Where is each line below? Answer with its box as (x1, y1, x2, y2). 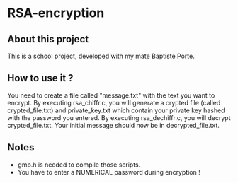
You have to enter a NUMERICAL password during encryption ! (17, 167, 200, 176)
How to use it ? (7, 72, 74, 84)
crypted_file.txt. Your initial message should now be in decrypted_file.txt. (7, 121, 220, 129)
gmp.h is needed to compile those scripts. (17, 160, 141, 169)
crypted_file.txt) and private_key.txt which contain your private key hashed (7, 106, 225, 114)
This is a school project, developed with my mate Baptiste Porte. (7, 52, 195, 60)
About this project (7, 33, 89, 45)
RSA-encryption (7, 5, 105, 21)
